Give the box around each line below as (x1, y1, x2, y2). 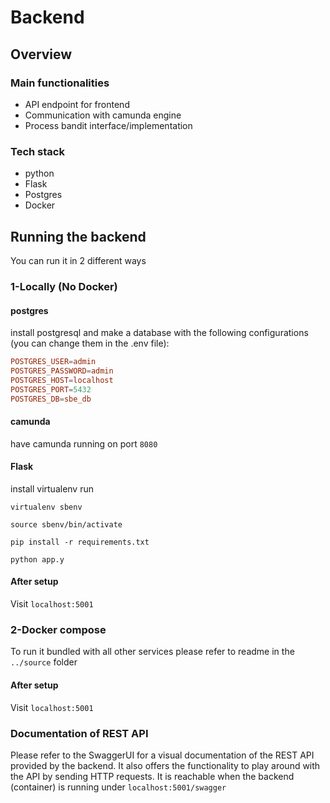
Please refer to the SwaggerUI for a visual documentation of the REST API (10, 749, 315, 761)
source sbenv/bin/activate (10, 519, 123, 530)
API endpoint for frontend (24, 98, 130, 110)
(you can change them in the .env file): (10, 337, 170, 350)
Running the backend (10, 228, 147, 245)
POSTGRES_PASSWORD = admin (10, 366, 114, 376)
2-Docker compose (10, 623, 107, 637)
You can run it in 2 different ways (10, 254, 147, 266)
